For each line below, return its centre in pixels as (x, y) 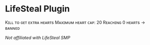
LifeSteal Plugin (37, 9)
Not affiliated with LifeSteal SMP (38, 37)
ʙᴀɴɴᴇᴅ (13, 28)
